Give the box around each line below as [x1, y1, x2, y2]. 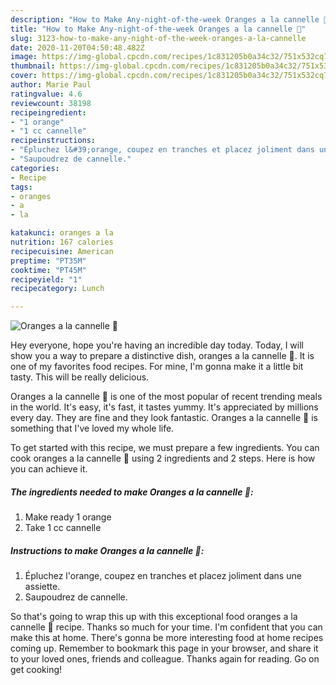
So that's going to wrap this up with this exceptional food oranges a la [10, 611, 298, 623]
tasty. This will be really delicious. [10, 371, 150, 383]
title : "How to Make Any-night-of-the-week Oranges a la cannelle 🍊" [10, 24, 307, 34]
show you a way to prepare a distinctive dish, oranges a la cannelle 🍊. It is [10, 350, 315, 362]
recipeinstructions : [10, 136, 97, 146]
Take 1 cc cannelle [24, 522, 102, 534]
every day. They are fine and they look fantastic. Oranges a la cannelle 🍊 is [10, 412, 318, 424]
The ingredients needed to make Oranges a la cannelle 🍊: [10, 486, 254, 498]
